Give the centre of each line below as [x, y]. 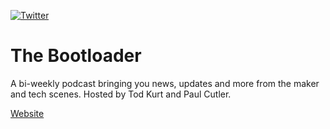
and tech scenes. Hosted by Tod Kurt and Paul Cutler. [121, 94]
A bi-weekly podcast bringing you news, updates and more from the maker [165, 83]
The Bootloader [76, 56]
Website [27, 113]
